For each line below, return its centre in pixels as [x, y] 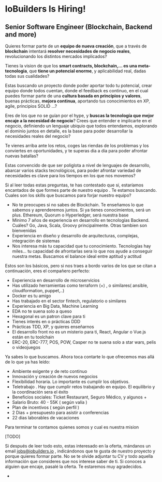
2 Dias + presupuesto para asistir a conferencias [60, 413]
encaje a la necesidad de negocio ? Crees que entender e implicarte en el [78, 121]
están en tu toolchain [33, 337]
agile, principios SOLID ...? [31, 106]
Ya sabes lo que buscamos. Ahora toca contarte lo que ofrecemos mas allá [80, 357]
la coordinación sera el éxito [40, 392]
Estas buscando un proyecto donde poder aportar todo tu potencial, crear [79, 85]
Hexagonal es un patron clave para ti [49, 316]
